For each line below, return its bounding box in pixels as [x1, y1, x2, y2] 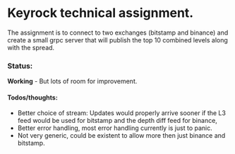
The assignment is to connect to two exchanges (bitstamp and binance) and [7, 28, 229, 37]
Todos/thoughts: [7, 93, 58, 102]
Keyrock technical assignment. [7, 5, 194, 21]
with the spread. [7, 43, 55, 52]
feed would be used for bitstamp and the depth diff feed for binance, [17, 117, 217, 125]
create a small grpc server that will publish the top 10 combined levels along [7, 35, 228, 44]
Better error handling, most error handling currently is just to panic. [17, 124, 213, 132]
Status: [7, 61, 33, 71]
